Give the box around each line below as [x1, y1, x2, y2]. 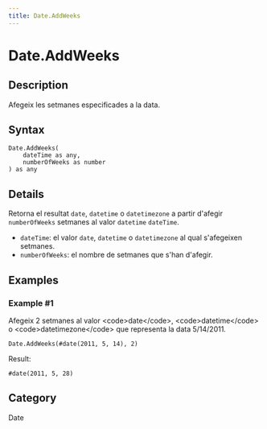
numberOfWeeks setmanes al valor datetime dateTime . [8, 217, 179, 227]
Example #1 [8, 297, 54, 308]
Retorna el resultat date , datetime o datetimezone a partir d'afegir [8, 208, 224, 218]
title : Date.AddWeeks [8, 11, 81, 20]
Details [8, 187, 44, 201]
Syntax [8, 123, 45, 137]
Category [8, 391, 57, 405]
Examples [8, 273, 59, 287]
